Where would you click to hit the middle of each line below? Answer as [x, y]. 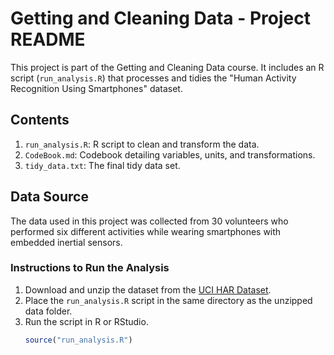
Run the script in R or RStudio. [86, 321]
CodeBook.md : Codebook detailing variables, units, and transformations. [170, 154]
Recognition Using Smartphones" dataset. [96, 88]
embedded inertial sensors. [66, 242]
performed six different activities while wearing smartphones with [146, 231]
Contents [40, 120]
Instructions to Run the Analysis [90, 268]
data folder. [48, 311]
